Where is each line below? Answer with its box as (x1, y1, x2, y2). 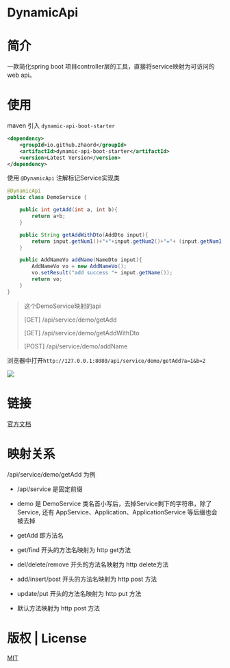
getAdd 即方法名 (16, 531, 64, 539)
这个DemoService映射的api (23, 302, 101, 310)
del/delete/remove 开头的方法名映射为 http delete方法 (16, 560, 169, 569)
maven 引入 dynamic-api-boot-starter (7, 121, 115, 130)
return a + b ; (31, 213, 66, 220)
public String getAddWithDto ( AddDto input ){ (19, 231, 149, 238)
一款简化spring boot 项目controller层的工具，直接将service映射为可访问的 (7, 62, 215, 71)
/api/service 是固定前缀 (16, 485, 84, 493)
